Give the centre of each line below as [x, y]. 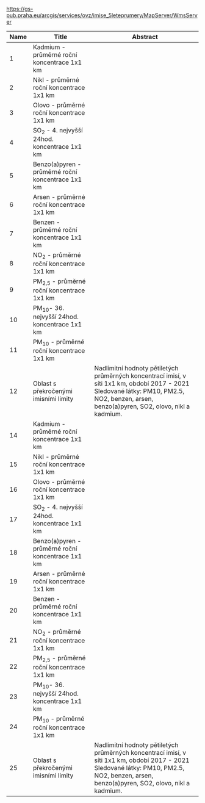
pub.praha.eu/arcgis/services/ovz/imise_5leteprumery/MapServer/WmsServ [102, 15]
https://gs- [20, 9]
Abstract [145, 37]
